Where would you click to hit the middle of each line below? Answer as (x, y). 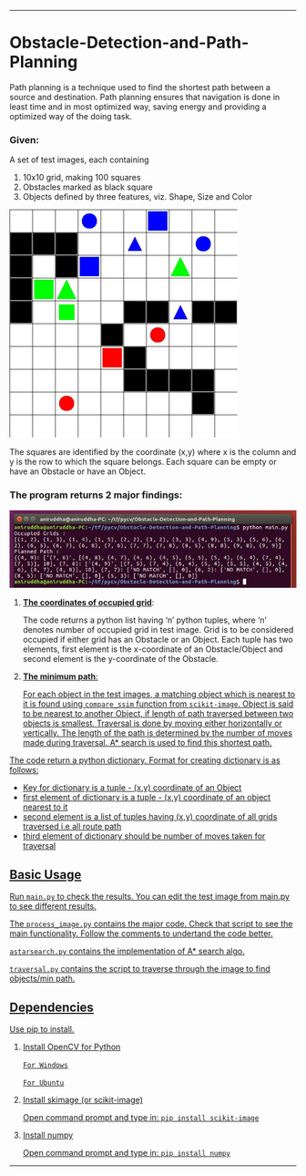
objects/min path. (42, 979)
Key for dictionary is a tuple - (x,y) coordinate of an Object (132, 788)
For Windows (45, 1065)
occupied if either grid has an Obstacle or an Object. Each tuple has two (158, 640)
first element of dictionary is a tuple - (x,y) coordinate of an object (147, 798)
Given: (24, 139)
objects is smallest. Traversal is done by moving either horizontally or (152, 723)
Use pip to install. (42, 1029)
